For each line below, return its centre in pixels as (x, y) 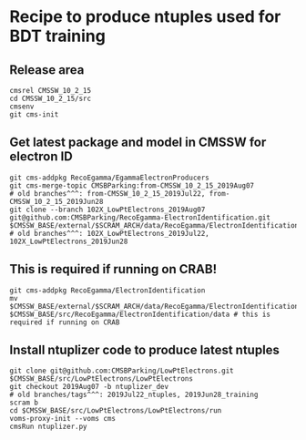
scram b (24, 403)
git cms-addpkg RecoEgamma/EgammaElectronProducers (109, 178)
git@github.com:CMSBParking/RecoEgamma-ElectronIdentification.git (140, 217)
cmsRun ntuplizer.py (49, 427)
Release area (47, 70)
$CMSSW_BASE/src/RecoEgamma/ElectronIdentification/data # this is (140, 314)
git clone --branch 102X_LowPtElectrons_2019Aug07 (107, 210)
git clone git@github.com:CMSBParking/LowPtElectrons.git (122, 371)
